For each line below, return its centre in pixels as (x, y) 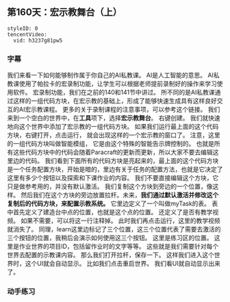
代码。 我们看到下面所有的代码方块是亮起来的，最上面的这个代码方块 (122, 161)
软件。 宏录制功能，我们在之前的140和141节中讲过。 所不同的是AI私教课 (114, 92)
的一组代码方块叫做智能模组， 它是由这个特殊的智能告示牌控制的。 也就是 (111, 144)
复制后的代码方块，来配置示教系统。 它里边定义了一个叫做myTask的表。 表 (113, 203)
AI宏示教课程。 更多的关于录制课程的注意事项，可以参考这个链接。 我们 (119, 110)
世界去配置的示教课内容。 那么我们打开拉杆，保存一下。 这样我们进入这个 (111, 255)
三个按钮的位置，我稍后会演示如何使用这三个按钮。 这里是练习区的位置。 (110, 238)
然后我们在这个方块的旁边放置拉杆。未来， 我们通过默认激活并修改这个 (119, 195)
